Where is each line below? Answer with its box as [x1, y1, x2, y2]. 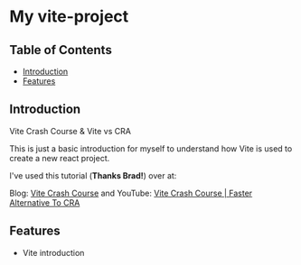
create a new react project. [9, 152, 110, 163]
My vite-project [9, 6, 129, 27]
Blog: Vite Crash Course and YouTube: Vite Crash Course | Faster [9, 187, 253, 198]
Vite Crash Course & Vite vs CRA [9, 125, 131, 136]
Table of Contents [9, 42, 113, 58]
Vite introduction [22, 247, 85, 258]
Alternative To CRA [9, 196, 80, 208]
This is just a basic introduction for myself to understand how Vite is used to [9, 142, 293, 154]
